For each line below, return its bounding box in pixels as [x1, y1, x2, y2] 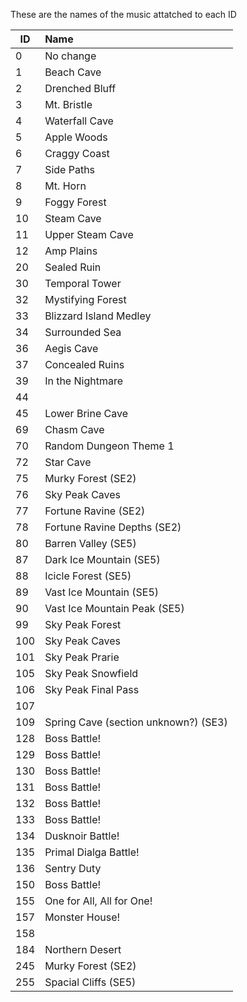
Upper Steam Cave [44, 228, 134, 241]
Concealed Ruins [44, 358, 125, 371]
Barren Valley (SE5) [44, 537, 137, 550]
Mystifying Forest [44, 293, 127, 306]
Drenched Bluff [44, 82, 117, 95]
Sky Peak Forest [44, 618, 122, 631]
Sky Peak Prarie [44, 650, 120, 664]
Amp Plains [44, 244, 98, 258]
